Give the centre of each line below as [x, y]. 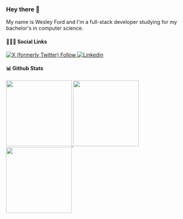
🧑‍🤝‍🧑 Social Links [27, 41]
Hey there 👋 [23, 9]
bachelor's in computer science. [45, 28]
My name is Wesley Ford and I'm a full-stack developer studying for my [92, 22]
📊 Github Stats [25, 68]
